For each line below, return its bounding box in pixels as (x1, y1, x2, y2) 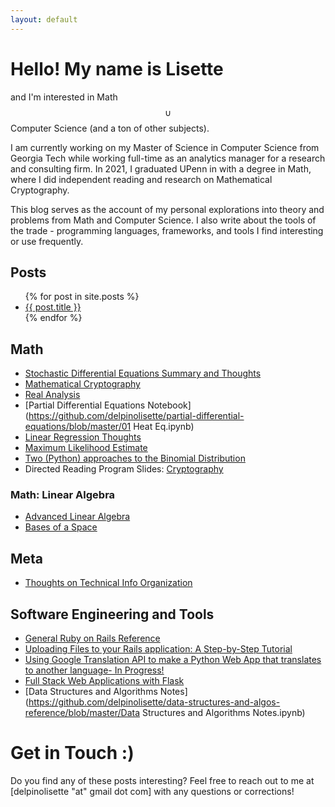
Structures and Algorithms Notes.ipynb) (141, 707, 306, 719)
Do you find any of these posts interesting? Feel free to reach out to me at (10, 775, 315, 787)
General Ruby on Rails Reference (24, 632, 161, 645)
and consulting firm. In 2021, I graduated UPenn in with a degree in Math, (10, 162, 312, 175)
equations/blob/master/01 (24, 421, 132, 433)
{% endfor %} (24, 312, 83, 324)
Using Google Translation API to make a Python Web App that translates (24, 654, 322, 666)
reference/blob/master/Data (24, 707, 141, 719)
